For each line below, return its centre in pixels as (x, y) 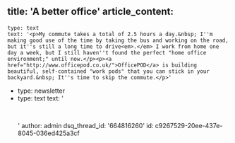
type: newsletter (41, 91)
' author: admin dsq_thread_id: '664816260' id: (85, 125)
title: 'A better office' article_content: (91, 12)
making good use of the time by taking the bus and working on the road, (118, 40)
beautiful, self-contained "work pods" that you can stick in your (109, 71)
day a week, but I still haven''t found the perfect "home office (107, 52)
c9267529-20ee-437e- (189, 125)
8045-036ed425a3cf (48, 133)
